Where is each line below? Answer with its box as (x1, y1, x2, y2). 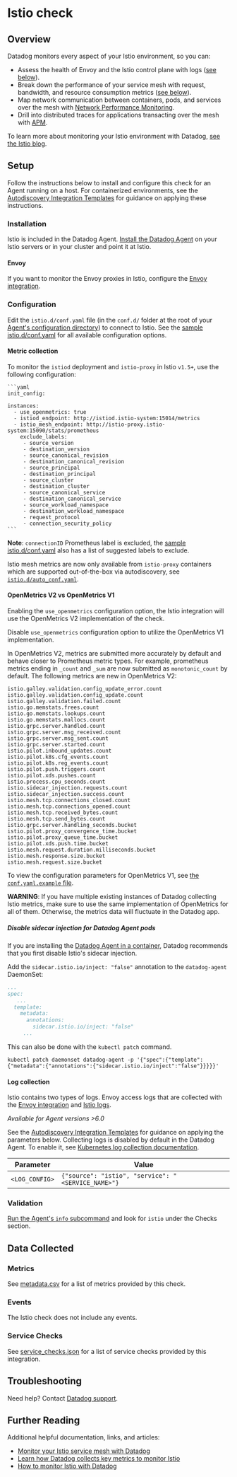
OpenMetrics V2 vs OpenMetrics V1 (7, 591, 115, 599)
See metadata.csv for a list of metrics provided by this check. (7, 1280, 186, 1288)
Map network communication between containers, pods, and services (17, 95, 221, 104)
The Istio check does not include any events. (7, 1314, 138, 1322)
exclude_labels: (20, 433, 68, 440)
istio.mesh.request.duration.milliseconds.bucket (7, 847, 157, 854)
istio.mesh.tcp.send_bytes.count (7, 816, 106, 823)
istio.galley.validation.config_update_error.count (7, 685, 162, 693)
